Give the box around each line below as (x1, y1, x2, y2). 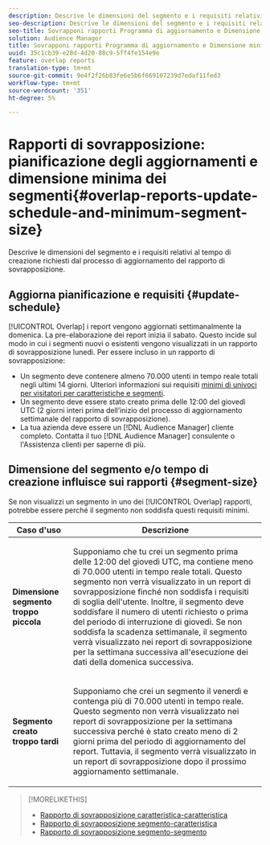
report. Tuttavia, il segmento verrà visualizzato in (72, 745, 257, 757)
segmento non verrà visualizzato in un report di (72, 576, 252, 587)
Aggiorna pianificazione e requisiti (8, 288, 185, 301)
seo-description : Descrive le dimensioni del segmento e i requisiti (8, 19, 247, 27)
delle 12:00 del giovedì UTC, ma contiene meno (72, 556, 254, 567)
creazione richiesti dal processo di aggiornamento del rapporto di (8, 256, 225, 266)
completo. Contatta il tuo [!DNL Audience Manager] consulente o (19, 431, 235, 440)
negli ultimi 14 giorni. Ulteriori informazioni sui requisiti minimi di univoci (19, 380, 257, 390)
